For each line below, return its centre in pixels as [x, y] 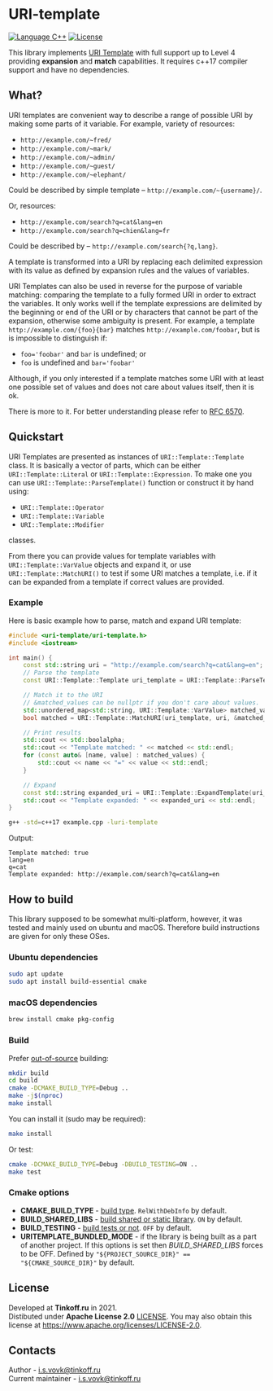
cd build [23, 1081]
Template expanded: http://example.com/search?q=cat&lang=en [114, 875]
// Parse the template [61, 673]
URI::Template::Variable [62, 516]
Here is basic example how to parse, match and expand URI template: [125, 621]
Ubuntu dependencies [54, 957]
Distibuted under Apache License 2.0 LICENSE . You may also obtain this [130, 1316]
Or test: [21, 1149]
